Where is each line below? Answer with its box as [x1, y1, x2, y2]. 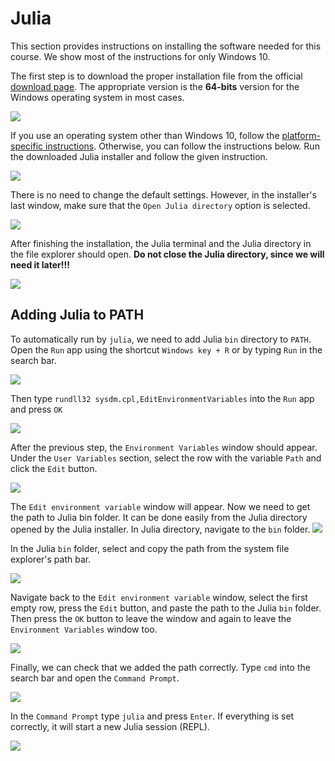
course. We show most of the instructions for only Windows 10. [10, 50, 271, 62]
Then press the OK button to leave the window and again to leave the [10, 612, 292, 624]
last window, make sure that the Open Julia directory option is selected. [10, 199, 311, 211]
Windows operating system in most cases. [10, 91, 185, 103]
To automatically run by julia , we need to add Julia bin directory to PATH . [10, 333, 312, 345]
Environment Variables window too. [10, 623, 158, 635]
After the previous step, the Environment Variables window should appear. [10, 441, 318, 453]
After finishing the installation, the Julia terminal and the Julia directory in [10, 237, 312, 249]
